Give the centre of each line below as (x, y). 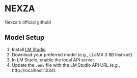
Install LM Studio (29, 49)
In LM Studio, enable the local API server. (53, 60)
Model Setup (25, 38)
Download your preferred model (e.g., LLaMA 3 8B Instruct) (72, 54)
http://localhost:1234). (34, 70)
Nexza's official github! (28, 22)
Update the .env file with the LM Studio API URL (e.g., (66, 65)
